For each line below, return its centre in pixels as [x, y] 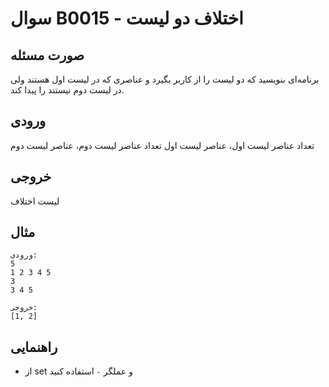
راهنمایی [34, 347]
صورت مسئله [47, 55]
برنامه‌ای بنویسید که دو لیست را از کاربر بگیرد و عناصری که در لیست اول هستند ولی [165, 79]
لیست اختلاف [35, 201]
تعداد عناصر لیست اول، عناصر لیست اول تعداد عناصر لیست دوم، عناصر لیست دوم [162, 145]
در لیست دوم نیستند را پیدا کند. [67, 90]
